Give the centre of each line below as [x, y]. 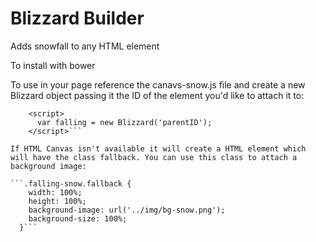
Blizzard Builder [77, 18]
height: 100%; [57, 201]
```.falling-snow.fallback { [71, 183]
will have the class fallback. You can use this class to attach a [154, 157]
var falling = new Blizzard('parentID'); [124, 122]
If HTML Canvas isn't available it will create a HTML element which [158, 148]
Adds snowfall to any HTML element [85, 46]
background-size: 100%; [78, 218]
